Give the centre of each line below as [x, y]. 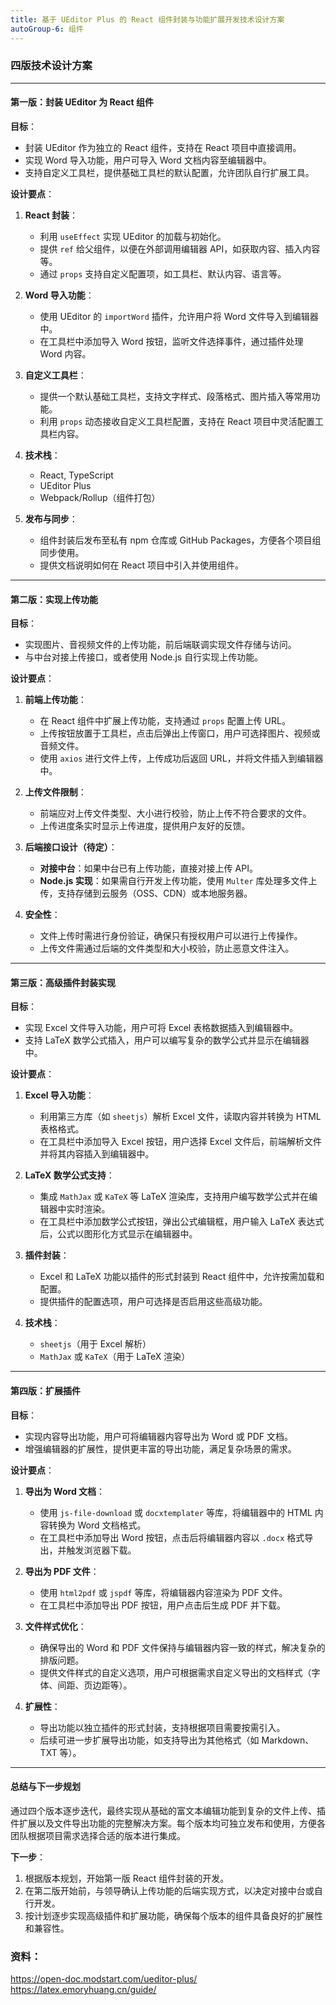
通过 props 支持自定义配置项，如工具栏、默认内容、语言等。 [163, 274]
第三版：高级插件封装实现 [63, 982]
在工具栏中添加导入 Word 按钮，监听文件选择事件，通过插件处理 [171, 341]
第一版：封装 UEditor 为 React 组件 [82, 102]
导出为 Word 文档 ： [65, 1491]
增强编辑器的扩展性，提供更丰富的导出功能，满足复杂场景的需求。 [160, 1448]
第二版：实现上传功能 [54, 599]
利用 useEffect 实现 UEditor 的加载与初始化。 [133, 236]
